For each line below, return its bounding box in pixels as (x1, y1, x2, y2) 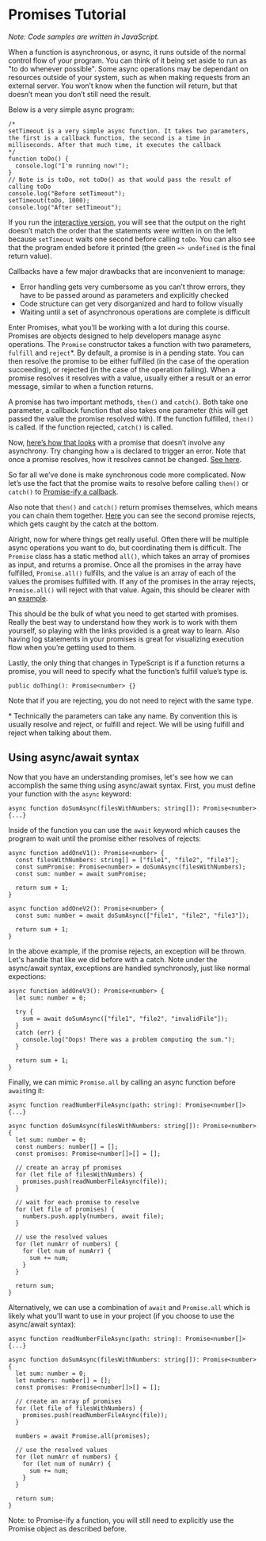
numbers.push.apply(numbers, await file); (22, 1212, 165, 1220)
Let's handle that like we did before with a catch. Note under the (8, 954, 218, 964)
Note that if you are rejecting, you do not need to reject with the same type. (8, 695, 254, 705)
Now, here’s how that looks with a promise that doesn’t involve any (8, 437, 226, 447)
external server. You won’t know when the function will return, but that (8, 81, 237, 91)
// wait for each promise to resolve (15, 1198, 140, 1206)
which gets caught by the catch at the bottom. (8, 518, 159, 529)
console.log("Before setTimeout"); (8, 189, 126, 198)
